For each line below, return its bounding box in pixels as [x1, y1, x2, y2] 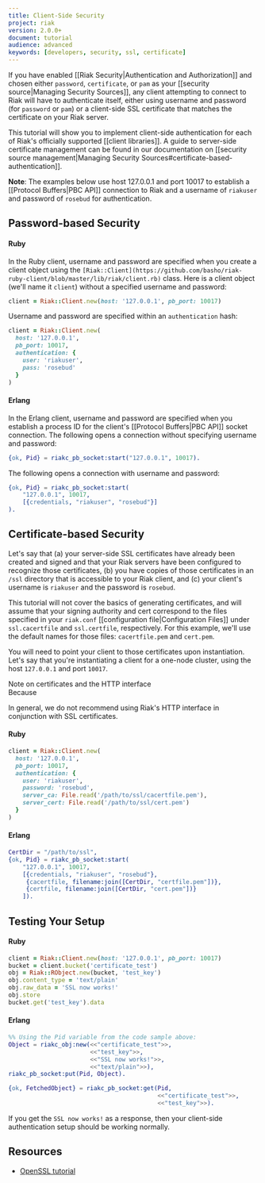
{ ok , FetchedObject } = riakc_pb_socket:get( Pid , [8, 1085, 172, 1093]
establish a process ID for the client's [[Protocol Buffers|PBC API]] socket [8, 421, 248, 431]
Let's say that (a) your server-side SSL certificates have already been [8, 548, 236, 558]
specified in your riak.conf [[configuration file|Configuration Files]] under [8, 614, 250, 624]
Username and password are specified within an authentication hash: [8, 311, 238, 321]
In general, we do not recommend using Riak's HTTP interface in [8, 703, 220, 712]
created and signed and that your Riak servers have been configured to [8, 557, 242, 567]
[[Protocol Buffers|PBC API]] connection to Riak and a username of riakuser [8, 186, 258, 194]
